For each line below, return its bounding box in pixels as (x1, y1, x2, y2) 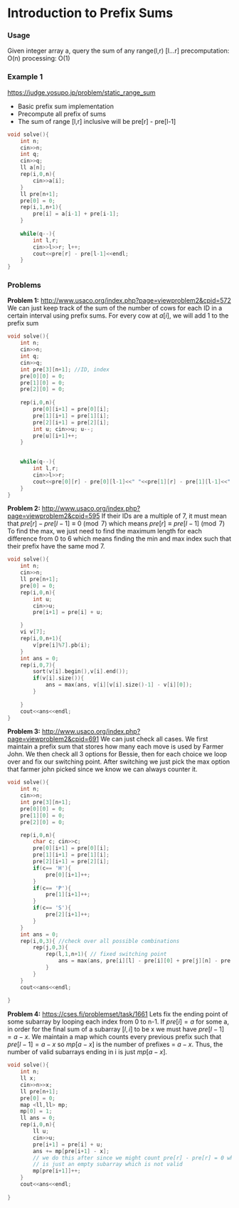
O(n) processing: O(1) (7, 54, 70, 63)
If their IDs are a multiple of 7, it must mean (101, 511, 228, 521)
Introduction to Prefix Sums (7, 5, 174, 21)
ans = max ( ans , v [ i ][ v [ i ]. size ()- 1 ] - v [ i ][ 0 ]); (45, 682, 193, 689)
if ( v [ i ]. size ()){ (33, 675, 84, 682)
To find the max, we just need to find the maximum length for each (7, 527, 203, 536)
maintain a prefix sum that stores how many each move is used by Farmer (7, 742, 224, 751)
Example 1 (7, 72, 43, 82)
